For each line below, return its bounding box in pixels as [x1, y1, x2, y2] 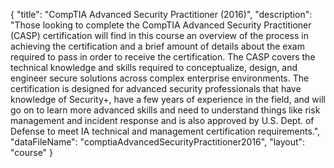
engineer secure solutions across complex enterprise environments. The [10, 72, 310, 84]
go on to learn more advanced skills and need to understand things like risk [10, 104, 321, 116]
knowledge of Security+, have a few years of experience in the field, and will [10, 94, 326, 105]
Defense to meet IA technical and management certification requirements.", [10, 125, 321, 137]
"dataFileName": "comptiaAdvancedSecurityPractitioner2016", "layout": [10, 136, 306, 148]
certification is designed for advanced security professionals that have [10, 83, 302, 94]
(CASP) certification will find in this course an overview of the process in [10, 30, 309, 41]
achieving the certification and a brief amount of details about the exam [10, 40, 305, 52]
